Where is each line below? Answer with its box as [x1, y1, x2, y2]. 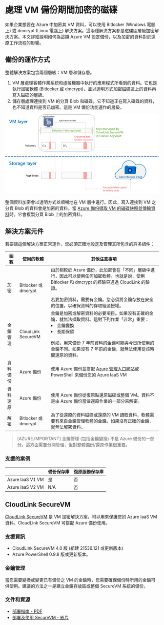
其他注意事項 [91, 256, 117, 262]
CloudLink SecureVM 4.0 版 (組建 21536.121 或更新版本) [12, 545, 123, 551]
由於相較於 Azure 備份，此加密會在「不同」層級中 [51, 267, 151, 272]
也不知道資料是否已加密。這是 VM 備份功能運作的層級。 [12, 104, 124, 110]
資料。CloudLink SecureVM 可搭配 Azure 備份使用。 [5, 520, 110, 525]
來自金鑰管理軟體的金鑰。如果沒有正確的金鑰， [59, 418, 154, 424]
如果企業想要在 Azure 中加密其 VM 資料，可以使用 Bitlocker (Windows [5, 21, 146, 27]
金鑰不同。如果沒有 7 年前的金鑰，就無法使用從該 [51, 346, 150, 352]
